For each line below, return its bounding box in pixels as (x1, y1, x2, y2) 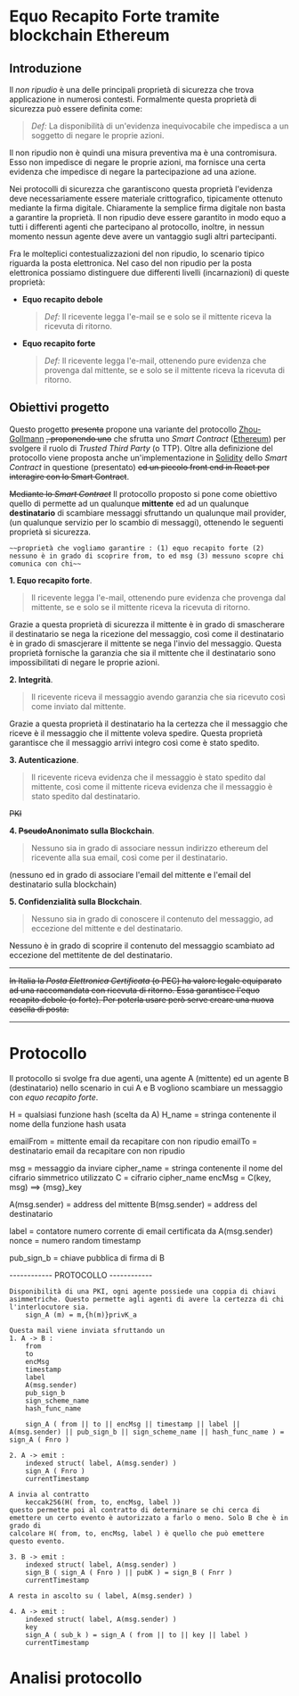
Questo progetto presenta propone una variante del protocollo (9, 424, 238, 434)
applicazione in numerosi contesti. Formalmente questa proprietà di (9, 94, 257, 104)
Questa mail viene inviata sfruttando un (9, 1326, 166, 1335)
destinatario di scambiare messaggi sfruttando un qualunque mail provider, (9, 507, 287, 518)
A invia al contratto (9, 1490, 90, 1499)
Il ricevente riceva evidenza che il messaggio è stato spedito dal (30, 772, 266, 782)
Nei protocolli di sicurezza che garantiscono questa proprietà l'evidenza (9, 184, 273, 194)
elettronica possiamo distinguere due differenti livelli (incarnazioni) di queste (9, 268, 290, 277)
